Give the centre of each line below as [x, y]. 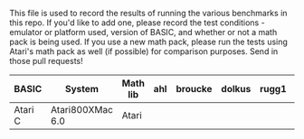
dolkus [236, 89]
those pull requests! [46, 61]
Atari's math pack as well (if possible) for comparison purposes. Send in [144, 51]
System [82, 89]
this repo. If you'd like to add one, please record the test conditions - [137, 23]
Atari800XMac [82, 110]
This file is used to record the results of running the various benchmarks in [148, 13]
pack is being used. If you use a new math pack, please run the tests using [148, 42]
